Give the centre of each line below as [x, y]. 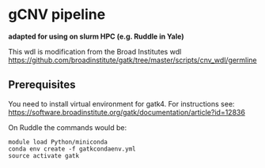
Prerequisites [42, 85]
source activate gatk [44, 155]
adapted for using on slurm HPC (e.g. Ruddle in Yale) [96, 36]
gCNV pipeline [57, 15]
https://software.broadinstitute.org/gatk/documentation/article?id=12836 [127, 112]
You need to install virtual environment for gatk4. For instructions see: [121, 103]
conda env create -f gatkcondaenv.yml [72, 149]
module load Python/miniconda [58, 142]
